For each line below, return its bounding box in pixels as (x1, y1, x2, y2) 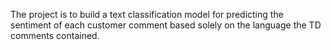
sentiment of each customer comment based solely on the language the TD (10, 19, 322, 31)
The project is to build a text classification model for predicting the (10, 9, 284, 20)
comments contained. (10, 30, 100, 41)
